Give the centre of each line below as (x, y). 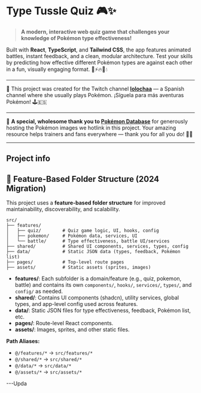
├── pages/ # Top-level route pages (65, 262)
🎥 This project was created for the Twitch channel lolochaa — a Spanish (95, 88)
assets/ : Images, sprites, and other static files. (72, 329)
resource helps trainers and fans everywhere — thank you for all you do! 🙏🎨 (100, 134)
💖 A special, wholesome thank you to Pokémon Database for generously (97, 121)
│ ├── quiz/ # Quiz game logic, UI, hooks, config (83, 231)
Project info (28, 159)
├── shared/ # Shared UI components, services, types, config (97, 247)
